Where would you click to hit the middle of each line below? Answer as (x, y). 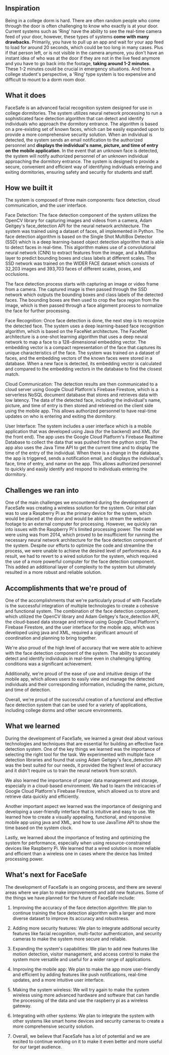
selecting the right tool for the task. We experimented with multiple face (80, 754)
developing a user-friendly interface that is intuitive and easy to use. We (80, 811)
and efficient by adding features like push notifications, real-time (80, 974)
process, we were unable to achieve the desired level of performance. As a (83, 551)
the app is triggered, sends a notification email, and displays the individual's (84, 458)
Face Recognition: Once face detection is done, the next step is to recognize (85, 321)
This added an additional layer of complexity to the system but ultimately (81, 567)
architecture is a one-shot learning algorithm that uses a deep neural (76, 337)
